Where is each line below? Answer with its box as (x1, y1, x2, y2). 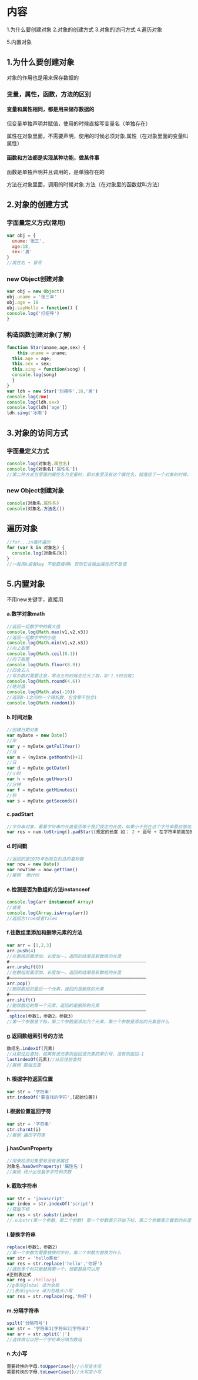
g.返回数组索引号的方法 (6, 1032, 63, 1039)
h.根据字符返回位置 (6, 1076, 53, 1083)
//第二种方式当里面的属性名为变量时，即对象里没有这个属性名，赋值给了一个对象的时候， (6, 471, 192, 478)
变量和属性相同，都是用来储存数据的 (6, 106, 95, 113)
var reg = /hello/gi (6, 1277, 58, 1283)
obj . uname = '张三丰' (6, 294, 57, 300)
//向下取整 (6, 656, 30, 663)
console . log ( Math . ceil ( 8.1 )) (6, 651, 78, 657)
